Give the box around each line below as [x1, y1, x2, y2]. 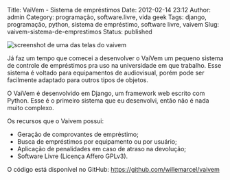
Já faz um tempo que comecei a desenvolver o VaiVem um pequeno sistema [7, 54, 224, 62]
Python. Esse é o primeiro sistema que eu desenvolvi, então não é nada [7, 97, 209, 105]
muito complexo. [7, 104, 54, 112]
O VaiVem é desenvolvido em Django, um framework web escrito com [7, 89, 205, 97]
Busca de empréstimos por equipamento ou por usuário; [16, 138, 177, 146]
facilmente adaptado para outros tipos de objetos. [7, 76, 149, 84]
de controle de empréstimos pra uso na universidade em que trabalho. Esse [7, 62, 222, 69]
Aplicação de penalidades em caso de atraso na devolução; [16, 145, 187, 153]
